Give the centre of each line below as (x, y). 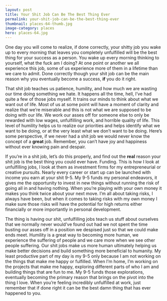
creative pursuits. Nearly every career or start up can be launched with (78, 172)
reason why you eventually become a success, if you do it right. (71, 79)
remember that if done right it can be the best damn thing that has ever (78, 288)
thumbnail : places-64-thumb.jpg (39, 24)
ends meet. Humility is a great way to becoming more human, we (72, 235)
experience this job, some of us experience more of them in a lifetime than (82, 68)
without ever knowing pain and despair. (46, 147)
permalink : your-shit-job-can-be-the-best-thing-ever (62, 19)
